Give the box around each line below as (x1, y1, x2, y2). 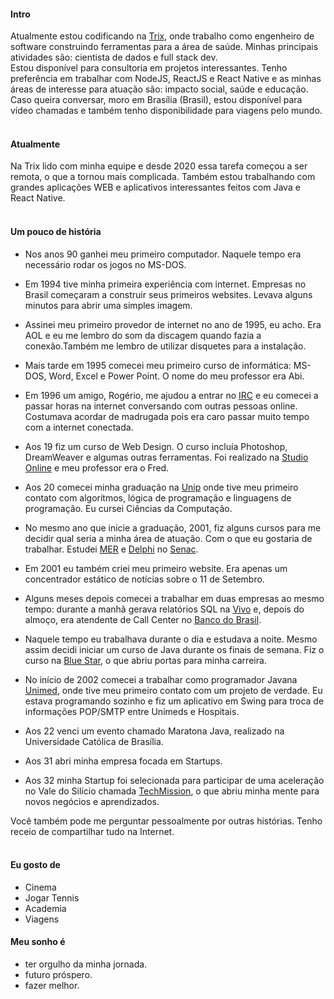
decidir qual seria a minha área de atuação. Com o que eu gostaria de (24, 532, 313, 544)
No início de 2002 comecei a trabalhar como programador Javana (24, 673, 298, 685)
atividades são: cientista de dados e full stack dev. (10, 51, 218, 64)
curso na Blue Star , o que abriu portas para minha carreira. (24, 654, 267, 666)
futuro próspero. (24, 969, 93, 981)
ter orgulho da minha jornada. (24, 958, 148, 970)
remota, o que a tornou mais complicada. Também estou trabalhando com (10, 171, 316, 183)
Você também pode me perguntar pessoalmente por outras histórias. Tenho (10, 815, 323, 827)
